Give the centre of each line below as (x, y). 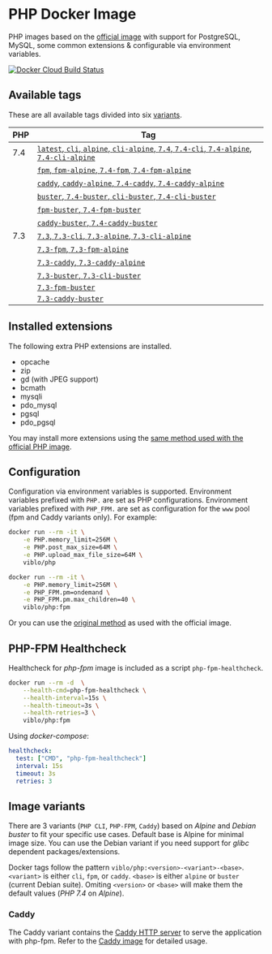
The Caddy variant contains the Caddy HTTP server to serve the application (135, 932)
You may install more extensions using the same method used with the (126, 438)
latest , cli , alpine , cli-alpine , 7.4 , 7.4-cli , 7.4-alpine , (144, 149)
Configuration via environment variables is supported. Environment (120, 491)
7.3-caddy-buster (70, 298)
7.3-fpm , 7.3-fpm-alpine (83, 248)
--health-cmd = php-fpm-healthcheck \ (85, 690)
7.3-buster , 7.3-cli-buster (89, 275)
